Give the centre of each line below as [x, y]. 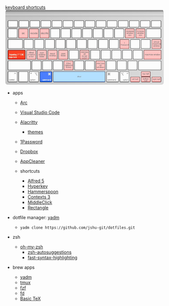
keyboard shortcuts [25, 7]
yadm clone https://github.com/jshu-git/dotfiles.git [77, 227]
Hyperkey [38, 186]
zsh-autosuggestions [50, 252]
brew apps [24, 267]
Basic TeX [30, 298]
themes [35, 132]
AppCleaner [32, 161]
